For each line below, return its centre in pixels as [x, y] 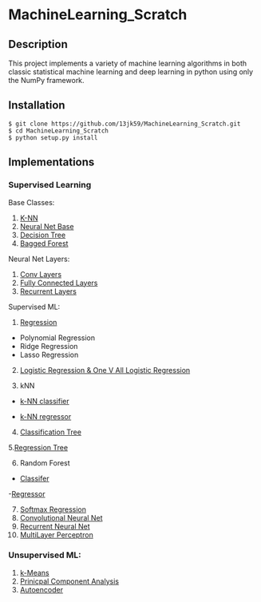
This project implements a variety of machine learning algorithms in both [128, 63]
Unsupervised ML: [45, 555]
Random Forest [45, 463]
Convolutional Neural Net [61, 517]
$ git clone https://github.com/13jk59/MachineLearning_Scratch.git [125, 124]
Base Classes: [32, 202]
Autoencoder [42, 589]
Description [38, 44]
